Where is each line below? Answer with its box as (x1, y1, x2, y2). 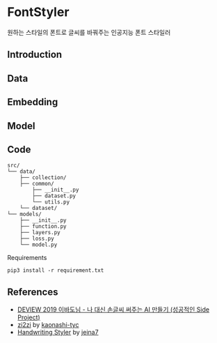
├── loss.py (19, 235, 54, 243)
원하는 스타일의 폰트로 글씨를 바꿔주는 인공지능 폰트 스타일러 (7, 28, 171, 36)
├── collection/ (19, 174, 67, 181)
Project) (17, 313, 40, 321)
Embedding (7, 96, 58, 108)
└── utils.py (32, 199, 70, 206)
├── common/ (19, 181, 54, 188)
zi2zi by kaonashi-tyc (17, 321, 79, 329)
